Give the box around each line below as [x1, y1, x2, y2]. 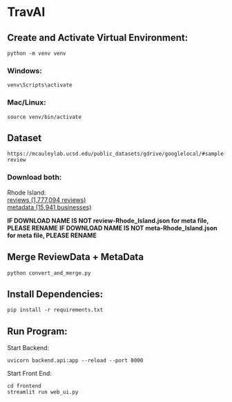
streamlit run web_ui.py [7, 389, 79, 396]
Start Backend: [7, 344, 50, 352]
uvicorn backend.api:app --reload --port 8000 [7, 357, 144, 364]
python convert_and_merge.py [7, 269, 91, 277]
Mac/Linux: [7, 98, 46, 107]
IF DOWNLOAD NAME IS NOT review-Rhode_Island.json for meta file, [7, 216, 209, 225]
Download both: [7, 172, 62, 182]
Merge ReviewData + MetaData [7, 251, 144, 263]
